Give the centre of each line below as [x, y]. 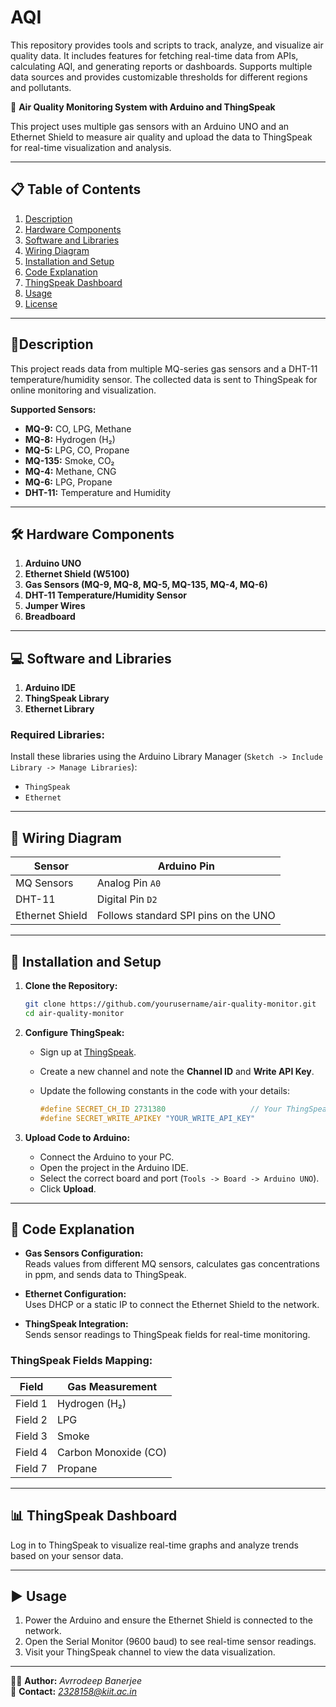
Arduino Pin [186, 866]
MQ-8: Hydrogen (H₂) [70, 439]
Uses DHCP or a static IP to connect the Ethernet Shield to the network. [172, 1305]
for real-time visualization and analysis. [91, 147]
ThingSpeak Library [67, 698]
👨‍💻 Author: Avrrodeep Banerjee [76, 1681]
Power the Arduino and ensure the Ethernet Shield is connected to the [169, 1620]
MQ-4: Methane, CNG [70, 471]
